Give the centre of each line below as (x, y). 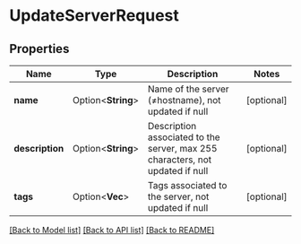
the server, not (178, 196)
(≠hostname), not (184, 100)
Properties (39, 49)
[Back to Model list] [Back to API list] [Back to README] (112, 230)
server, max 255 (182, 148)
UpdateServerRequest (94, 16)
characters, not (180, 160)
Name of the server (189, 89)
